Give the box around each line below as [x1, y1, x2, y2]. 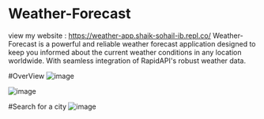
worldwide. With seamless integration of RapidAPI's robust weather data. [8, 56, 247, 65]
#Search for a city [8, 102, 67, 111]
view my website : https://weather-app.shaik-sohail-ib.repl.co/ [8, 31, 211, 40]
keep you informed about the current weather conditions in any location [8, 47, 242, 57]
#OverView [8, 71, 45, 80]
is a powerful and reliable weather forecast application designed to [38, 39, 256, 48]
